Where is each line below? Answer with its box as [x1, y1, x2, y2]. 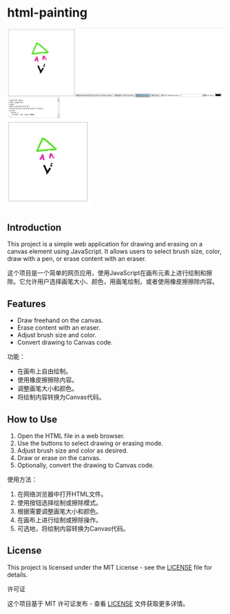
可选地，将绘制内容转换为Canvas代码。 [17, 524, 129, 533]
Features [7, 298, 46, 310]
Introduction [7, 222, 62, 233]
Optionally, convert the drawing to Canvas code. [17, 461, 155, 470]
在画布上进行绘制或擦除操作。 [17, 516, 102, 524]
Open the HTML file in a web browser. [17, 432, 125, 440]
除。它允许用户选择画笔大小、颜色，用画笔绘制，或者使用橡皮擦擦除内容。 [7, 277, 218, 286]
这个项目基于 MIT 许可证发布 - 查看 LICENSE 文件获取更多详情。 [7, 599, 189, 608]
